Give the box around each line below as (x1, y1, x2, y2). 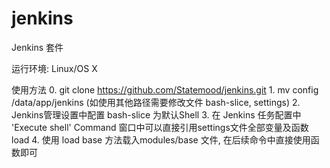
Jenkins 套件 (11, 41, 64, 53)
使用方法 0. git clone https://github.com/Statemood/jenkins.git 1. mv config (11, 83, 319, 96)
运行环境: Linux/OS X (11, 62, 98, 74)
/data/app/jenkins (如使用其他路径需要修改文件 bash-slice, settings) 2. (11, 96, 301, 108)
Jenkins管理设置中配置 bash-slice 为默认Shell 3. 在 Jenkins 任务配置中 (11, 108, 302, 121)
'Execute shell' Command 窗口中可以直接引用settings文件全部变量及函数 (11, 121, 309, 133)
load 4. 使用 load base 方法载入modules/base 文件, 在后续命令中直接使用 (11, 133, 311, 146)
